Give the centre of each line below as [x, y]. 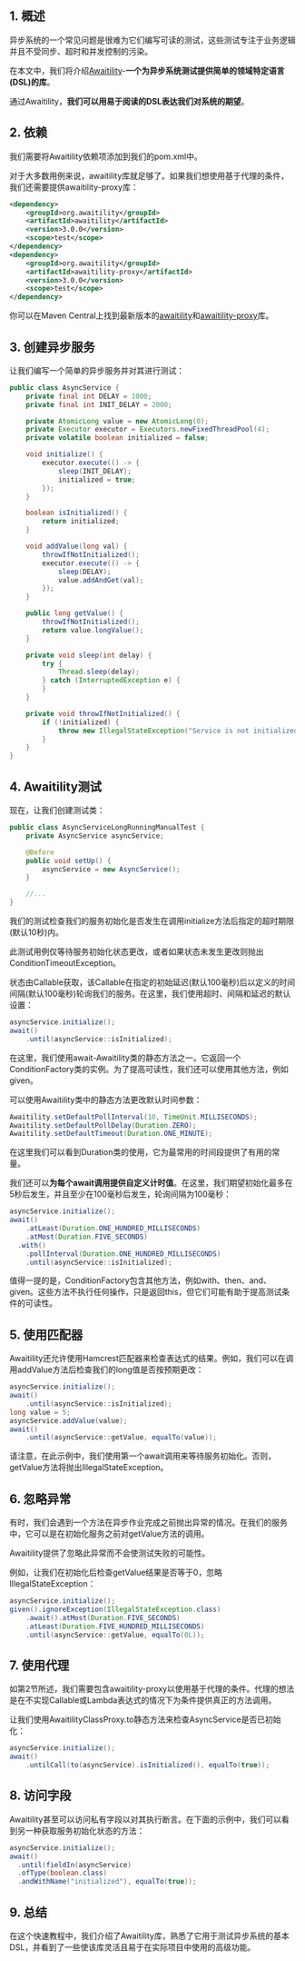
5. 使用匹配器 [46, 1334]
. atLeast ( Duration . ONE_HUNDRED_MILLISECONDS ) [113, 1229]
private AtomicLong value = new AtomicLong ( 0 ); [117, 421]
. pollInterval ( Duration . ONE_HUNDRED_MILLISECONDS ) [123, 1254]
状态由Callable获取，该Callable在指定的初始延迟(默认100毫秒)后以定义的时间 [152, 982]
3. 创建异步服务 [52, 347]
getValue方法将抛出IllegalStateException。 [89, 1468]
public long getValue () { [75, 613]
